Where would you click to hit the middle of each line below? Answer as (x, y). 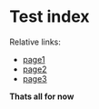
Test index (49, 17)
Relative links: (35, 42)
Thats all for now (42, 96)
